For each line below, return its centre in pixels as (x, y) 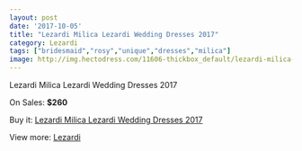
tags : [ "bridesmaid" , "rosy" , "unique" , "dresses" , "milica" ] (120, 51)
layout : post (34, 18)
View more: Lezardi (45, 137)
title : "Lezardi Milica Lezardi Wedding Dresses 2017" (114, 34)
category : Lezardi (44, 43)
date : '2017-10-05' (46, 26)
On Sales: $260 (39, 102)
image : (22, 59)
